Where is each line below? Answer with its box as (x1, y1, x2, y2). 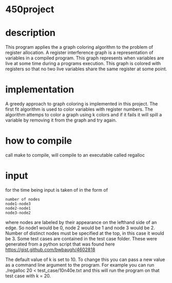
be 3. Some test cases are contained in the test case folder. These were (5, 235, 158, 241)
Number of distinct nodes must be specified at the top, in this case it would (5, 230, 164, 236)
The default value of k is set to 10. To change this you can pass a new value (5, 256, 165, 262)
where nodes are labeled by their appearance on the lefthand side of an (5, 219, 157, 225)
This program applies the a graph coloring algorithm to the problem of (5, 44, 153, 50)
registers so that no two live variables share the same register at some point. (5, 66, 167, 72)
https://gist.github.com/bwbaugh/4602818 (5, 246, 95, 252)
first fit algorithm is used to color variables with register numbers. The (5, 106, 153, 112)
